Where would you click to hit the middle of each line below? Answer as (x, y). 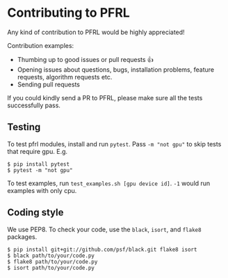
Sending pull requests (48, 84)
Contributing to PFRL (68, 13)
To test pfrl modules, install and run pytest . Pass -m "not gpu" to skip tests (114, 144)
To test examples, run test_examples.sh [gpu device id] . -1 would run (109, 183)
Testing (24, 127)
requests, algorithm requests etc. (65, 77)
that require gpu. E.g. (38, 151)
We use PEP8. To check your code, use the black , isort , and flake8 (104, 229)
